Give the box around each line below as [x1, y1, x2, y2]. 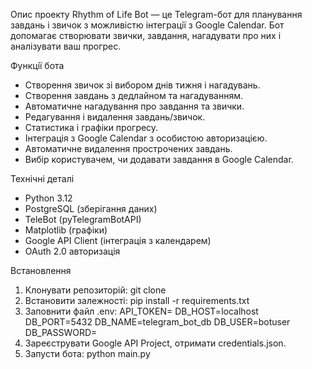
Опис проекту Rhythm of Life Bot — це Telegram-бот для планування [10, 9, 303, 20]
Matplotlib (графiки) [24, 224, 108, 236]
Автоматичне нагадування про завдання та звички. [24, 100, 245, 112]
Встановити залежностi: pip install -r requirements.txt [24, 295, 250, 306]
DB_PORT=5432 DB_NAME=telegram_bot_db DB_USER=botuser [24, 316, 291, 328]
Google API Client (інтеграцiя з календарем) [24, 235, 212, 246]
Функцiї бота [10, 60, 65, 71]
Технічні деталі [10, 173, 75, 184]
